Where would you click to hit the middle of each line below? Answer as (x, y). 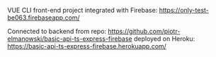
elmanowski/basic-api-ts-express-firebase (70, 39)
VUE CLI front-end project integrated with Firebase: (83, 10)
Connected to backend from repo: (57, 31)
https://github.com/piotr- (144, 31)
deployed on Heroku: (164, 39)
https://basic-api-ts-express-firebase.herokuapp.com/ (87, 46)
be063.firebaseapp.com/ (44, 18)
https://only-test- (184, 10)
